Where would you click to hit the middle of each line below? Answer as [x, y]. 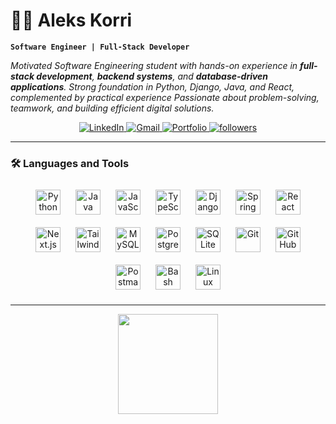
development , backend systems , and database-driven [152, 76]
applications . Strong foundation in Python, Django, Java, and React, [152, 86]
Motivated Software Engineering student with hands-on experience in [154, 65]
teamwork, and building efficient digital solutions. [112, 108]
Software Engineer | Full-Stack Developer [100, 47]
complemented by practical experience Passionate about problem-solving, [165, 97]
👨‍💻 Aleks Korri [71, 20]
